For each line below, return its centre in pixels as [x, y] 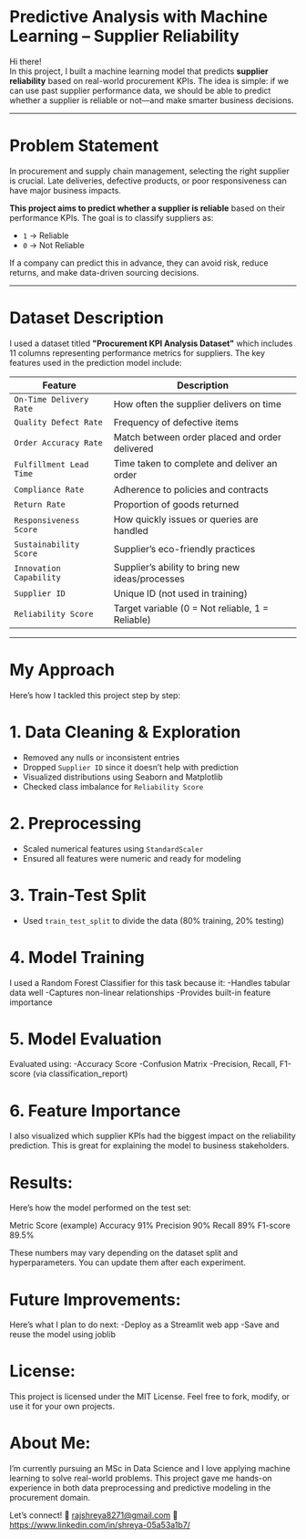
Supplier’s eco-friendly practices [184, 549]
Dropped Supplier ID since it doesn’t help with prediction [131, 767]
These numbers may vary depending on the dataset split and [124, 1253]
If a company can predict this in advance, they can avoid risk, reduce [139, 263]
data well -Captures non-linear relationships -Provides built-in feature [140, 992]
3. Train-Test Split [78, 895]
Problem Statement [84, 146]
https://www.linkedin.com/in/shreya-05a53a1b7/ [100, 1525]
